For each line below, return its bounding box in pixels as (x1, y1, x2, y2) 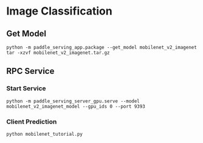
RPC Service (6, 66, 55, 76)
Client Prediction (6, 117, 57, 125)
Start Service (6, 84, 47, 93)
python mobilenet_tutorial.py (6, 131, 83, 137)
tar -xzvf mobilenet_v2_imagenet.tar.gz (6, 50, 111, 56)
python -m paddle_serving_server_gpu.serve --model (6, 98, 140, 104)
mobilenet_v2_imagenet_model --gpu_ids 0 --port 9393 (6, 103, 146, 110)
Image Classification (6, 4, 112, 18)
